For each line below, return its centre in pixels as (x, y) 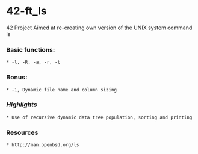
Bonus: (17, 78)
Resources (22, 132)
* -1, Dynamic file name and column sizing (62, 90)
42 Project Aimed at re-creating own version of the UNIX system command (99, 28)
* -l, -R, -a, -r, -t (33, 62)
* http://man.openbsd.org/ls (43, 145)
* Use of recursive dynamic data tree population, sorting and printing (99, 117)
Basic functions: (31, 49)
